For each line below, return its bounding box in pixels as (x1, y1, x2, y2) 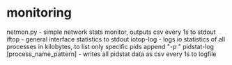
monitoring (6, 5, 72, 21)
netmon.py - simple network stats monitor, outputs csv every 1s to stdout (6, 28, 217, 36)
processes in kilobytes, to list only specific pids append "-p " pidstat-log (6, 42, 214, 50)
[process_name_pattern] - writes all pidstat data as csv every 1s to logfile (6, 50, 217, 58)
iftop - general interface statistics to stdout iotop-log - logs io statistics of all (6, 35, 226, 43)
